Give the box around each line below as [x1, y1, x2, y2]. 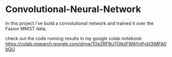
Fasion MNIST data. [5, 25, 47, 31]
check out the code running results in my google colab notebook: [5, 35, 143, 41]
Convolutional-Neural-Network [5, 4, 141, 15]
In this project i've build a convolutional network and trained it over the [5, 20, 154, 26]
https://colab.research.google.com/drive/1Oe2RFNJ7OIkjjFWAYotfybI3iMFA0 [5, 40, 167, 46]
